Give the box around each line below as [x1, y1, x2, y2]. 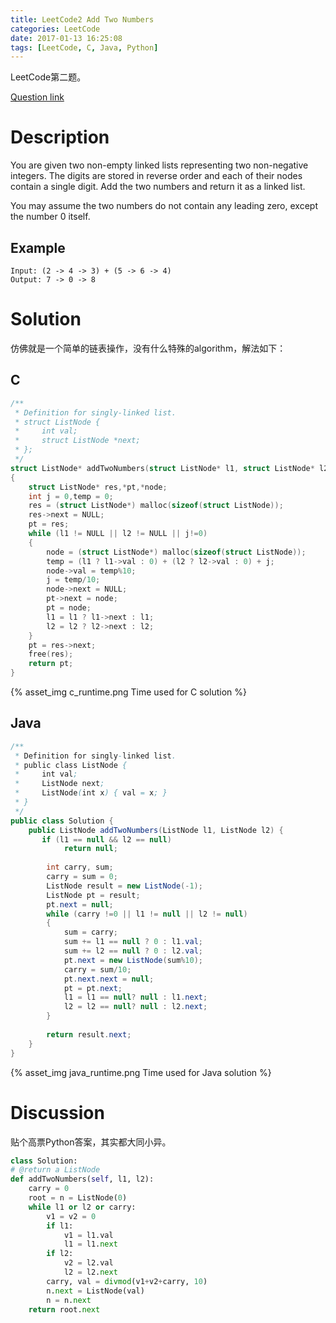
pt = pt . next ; [63, 983, 123, 993]
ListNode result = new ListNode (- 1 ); [46, 881, 203, 891]
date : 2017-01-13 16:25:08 [10, 33, 123, 43]
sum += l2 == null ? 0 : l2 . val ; [63, 946, 203, 956]
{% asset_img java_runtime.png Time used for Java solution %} [10, 1066, 272, 1078]
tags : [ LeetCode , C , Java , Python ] [10, 42, 159, 53]
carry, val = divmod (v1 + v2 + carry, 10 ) [46, 1276, 208, 1286]
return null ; [63, 844, 118, 854]
